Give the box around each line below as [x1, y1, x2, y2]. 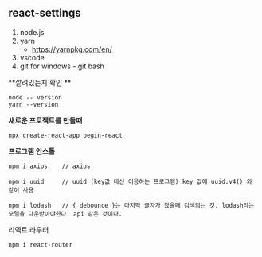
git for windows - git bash [19, 61, 105, 71]
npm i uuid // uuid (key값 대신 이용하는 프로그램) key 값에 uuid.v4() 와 [8, 177, 252, 185]
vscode [19, 53, 45, 62]
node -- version [8, 93, 62, 102]
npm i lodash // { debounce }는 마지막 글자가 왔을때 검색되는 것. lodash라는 [8, 201, 255, 209]
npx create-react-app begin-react [8, 131, 123, 139]
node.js [19, 27, 45, 37]
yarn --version [8, 100, 59, 108]
